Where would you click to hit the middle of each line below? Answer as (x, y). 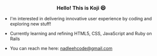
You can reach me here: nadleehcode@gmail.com (61, 49)
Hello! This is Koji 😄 (81, 8)
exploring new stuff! (30, 24)
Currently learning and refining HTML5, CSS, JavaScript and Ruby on (81, 34)
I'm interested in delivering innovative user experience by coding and (81, 19)
